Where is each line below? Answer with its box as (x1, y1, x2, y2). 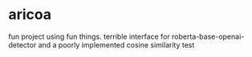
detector (8, 40, 37, 49)
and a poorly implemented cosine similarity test (38, 40, 195, 49)
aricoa (8, 6, 52, 24)
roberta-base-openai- (171, 32, 245, 41)
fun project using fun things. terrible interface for (8, 32, 170, 41)
